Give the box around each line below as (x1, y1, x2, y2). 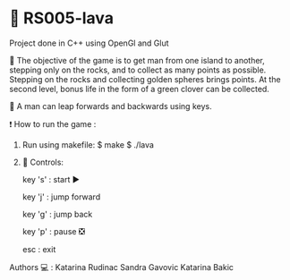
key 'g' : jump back (21, 208, 93, 219)
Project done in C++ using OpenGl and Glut (9, 38, 169, 48)
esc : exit (21, 243, 56, 254)
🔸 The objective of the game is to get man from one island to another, (9, 55, 266, 65)
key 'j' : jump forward (21, 191, 101, 202)
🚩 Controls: (21, 157, 64, 167)
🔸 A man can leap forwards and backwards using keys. (9, 100, 212, 111)
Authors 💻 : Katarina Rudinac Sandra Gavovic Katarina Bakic (9, 261, 235, 272)
